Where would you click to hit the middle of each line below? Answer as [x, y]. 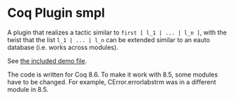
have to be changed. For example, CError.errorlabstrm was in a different [112, 81]
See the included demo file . [47, 60]
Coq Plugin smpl [56, 13]
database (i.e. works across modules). [63, 47]
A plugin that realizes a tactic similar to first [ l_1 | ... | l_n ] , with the [117, 32]
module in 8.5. [28, 89]
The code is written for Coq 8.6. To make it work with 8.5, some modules [113, 74]
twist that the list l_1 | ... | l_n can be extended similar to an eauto [109, 39]
